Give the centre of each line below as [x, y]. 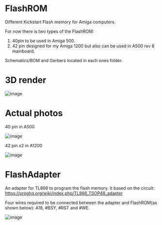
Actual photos [34, 113]
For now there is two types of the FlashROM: [50, 31]
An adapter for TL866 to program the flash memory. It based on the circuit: [80, 188]
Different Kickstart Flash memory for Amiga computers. [60, 22]
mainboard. [24, 51]
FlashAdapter [33, 174]
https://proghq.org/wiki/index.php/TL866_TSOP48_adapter [64, 193]
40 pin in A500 [20, 126]
